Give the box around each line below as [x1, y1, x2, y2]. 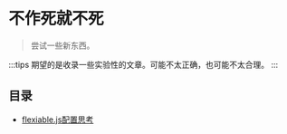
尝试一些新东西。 [30, 40, 95, 51]
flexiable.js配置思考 [21, 114, 94, 125]
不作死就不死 [8, 8, 105, 29]
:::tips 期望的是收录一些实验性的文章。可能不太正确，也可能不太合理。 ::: [8, 59, 279, 70]
